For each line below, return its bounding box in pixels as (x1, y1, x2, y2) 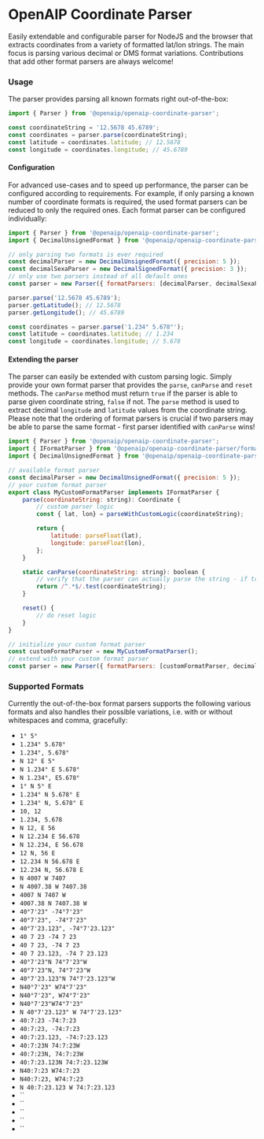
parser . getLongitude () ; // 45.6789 (8, 309, 125, 317)
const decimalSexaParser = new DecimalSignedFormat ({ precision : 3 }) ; (8, 265, 247, 273)
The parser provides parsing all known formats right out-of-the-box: (8, 95, 229, 104)
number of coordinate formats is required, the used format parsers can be (8, 197, 247, 206)
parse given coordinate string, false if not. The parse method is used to (8, 397, 240, 406)
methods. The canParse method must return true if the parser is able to (8, 388, 238, 399)
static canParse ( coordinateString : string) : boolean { (22, 568, 206, 576)
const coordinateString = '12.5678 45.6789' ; (8, 124, 159, 132)
